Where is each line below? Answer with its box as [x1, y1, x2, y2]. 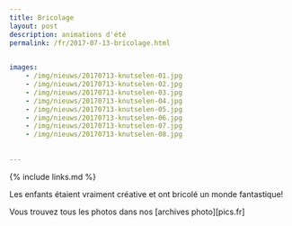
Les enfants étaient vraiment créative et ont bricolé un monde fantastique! [9, 188, 284, 199]
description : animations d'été [9, 30, 127, 39]
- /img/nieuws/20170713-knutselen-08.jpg [25, 130, 182, 140]
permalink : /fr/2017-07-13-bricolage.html [9, 38, 171, 48]
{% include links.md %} [9, 171, 97, 182]
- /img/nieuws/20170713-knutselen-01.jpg [25, 71, 182, 81]
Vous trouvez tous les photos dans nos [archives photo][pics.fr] [9, 206, 245, 217]
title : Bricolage [9, 13, 75, 23]
